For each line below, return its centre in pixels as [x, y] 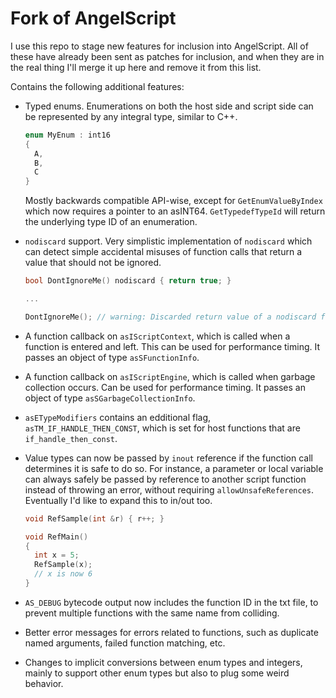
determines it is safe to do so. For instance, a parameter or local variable [174, 468]
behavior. [44, 683]
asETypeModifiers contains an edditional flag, [118, 417]
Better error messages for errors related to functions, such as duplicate [171, 632]
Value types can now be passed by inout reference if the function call [168, 458]
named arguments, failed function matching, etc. [125, 643]
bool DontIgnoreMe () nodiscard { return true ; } [128, 281]
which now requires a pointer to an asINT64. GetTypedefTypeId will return [175, 211]
